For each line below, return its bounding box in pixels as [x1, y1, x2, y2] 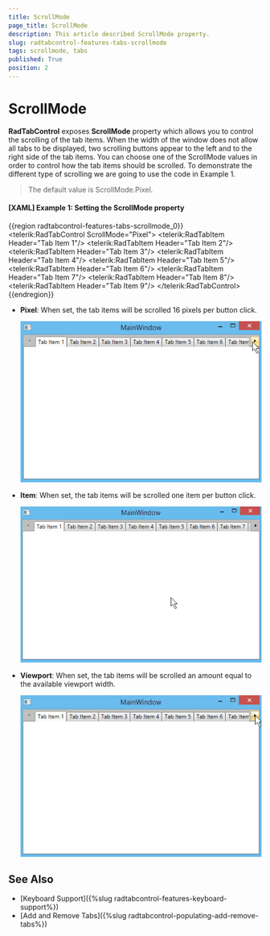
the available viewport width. [19, 679, 116, 689]
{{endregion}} [8, 290, 55, 300]
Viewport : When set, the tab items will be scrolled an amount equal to [19, 670, 252, 680]
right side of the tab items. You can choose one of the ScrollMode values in [8, 151, 258, 161]
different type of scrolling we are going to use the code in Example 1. [8, 169, 235, 179]
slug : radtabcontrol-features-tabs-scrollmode [8, 39, 167, 47]
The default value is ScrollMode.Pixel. [27, 184, 153, 194]
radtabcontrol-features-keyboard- [113, 894, 227, 904]
